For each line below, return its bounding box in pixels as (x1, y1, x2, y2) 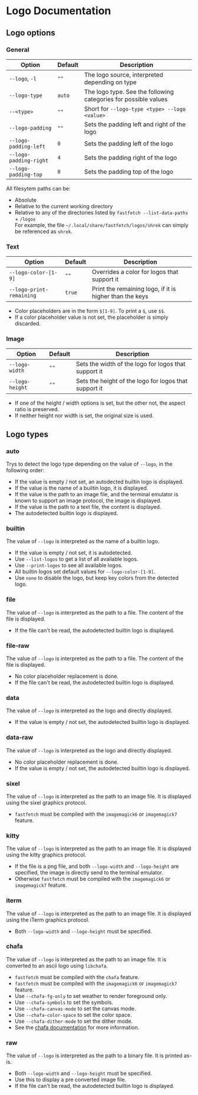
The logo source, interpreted (84, 70, 163, 79)
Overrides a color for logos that (91, 268, 179, 276)
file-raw (6, 641, 29, 650)
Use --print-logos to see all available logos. (14, 562, 123, 569)
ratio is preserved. (14, 406, 60, 413)
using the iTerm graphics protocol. (6, 916, 90, 923)
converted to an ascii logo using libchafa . (6, 962, 108, 969)
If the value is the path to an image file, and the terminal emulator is (14, 491, 179, 498)
